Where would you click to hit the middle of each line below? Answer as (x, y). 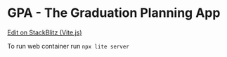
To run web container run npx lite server (69, 46)
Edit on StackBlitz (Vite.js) (45, 32)
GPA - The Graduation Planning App (114, 13)
